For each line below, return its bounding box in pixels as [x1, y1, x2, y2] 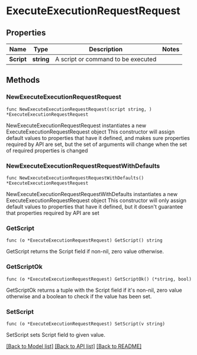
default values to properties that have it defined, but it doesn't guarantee [6, 203, 183, 210]
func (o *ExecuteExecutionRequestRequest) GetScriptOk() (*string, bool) [6, 276, 192, 282]
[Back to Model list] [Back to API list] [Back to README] [6, 343, 142, 350]
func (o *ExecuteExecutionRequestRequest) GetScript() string [6, 237, 163, 243]
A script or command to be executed [55, 55, 157, 63]
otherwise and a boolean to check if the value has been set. [6, 292, 152, 299]
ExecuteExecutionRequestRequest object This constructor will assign [6, 128, 175, 135]
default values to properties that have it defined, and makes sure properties [6, 134, 190, 141]
